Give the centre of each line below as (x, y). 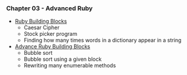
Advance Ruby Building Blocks (53, 46)
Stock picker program (50, 34)
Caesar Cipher (42, 27)
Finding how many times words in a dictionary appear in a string (102, 40)
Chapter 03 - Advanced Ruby (50, 8)
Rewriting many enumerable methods (70, 65)
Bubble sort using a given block (63, 59)
